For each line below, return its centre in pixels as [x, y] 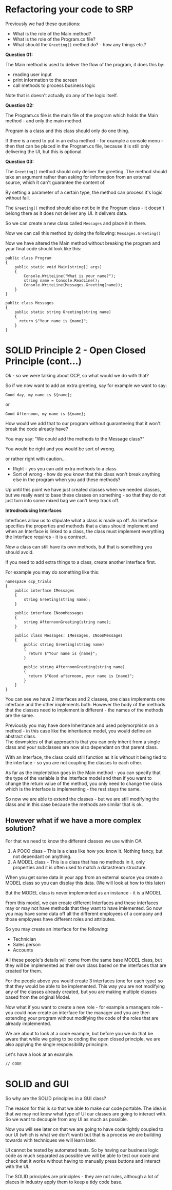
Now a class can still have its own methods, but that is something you [79, 546]
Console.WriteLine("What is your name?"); [70, 276]
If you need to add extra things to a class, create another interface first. [81, 562]
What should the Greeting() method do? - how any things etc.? [79, 44]
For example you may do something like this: [53, 572]
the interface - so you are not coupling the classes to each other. [74, 762]
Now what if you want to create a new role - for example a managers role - [84, 1007]
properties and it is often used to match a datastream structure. [80, 867]
